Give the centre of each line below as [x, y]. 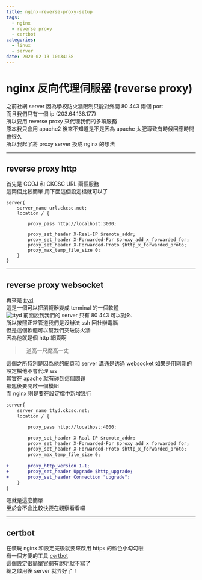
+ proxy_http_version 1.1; [48, 466]
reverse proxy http [41, 168]
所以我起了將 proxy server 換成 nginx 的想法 [61, 144]
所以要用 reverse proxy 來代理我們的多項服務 [62, 121]
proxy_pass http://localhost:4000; [72, 427]
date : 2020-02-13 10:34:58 [40, 57]
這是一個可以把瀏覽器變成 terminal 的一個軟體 [63, 308]
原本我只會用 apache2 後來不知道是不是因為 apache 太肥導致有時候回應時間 [100, 129]
